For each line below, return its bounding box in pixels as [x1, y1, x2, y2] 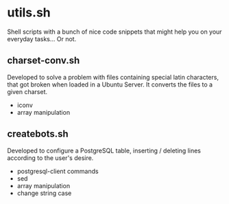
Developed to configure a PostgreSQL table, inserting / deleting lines [7, 146, 201, 155]
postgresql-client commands [16, 167, 99, 175]
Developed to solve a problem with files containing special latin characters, [7, 73, 219, 81]
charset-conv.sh [7, 55, 80, 67]
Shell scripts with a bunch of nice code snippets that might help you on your [7, 27, 222, 36]
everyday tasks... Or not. [7, 34, 77, 43]
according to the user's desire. [7, 153, 94, 162]
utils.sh [7, 5, 51, 21]
